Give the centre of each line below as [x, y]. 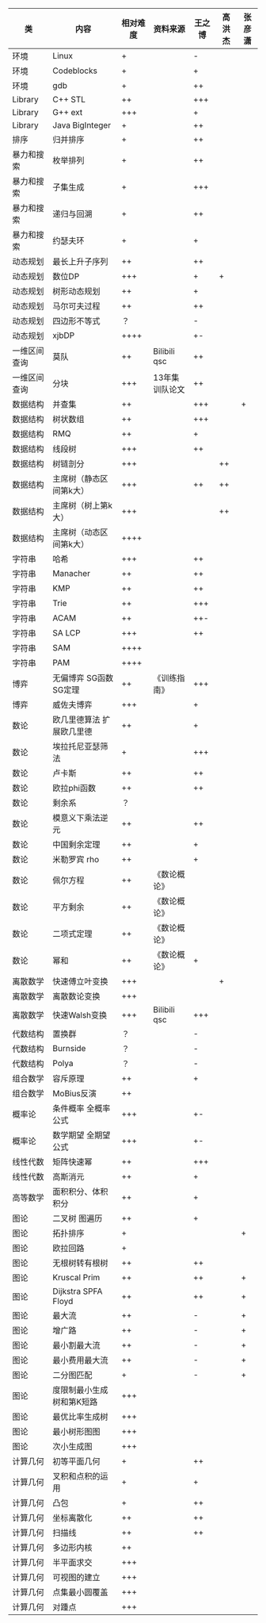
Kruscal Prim [76, 1278]
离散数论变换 [76, 996]
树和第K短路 [75, 1402]
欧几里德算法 [76, 719]
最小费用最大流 [80, 1360]
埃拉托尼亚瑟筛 [80, 746]
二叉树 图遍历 [78, 1218]
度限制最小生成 [80, 1390]
